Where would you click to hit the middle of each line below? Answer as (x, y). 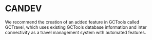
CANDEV (24, 9)
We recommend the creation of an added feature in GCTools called (72, 22)
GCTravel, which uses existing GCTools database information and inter (76, 27)
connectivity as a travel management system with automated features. (76, 32)
